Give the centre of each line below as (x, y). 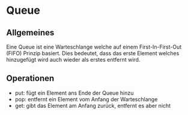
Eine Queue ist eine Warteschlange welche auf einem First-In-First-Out (94, 47)
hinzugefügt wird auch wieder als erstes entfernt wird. (73, 60)
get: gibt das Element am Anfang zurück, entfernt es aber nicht (93, 105)
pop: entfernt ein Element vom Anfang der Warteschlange (86, 99)
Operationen (30, 78)
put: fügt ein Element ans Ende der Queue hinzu (74, 93)
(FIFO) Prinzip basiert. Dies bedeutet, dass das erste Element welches (93, 53)
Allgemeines (30, 33)
